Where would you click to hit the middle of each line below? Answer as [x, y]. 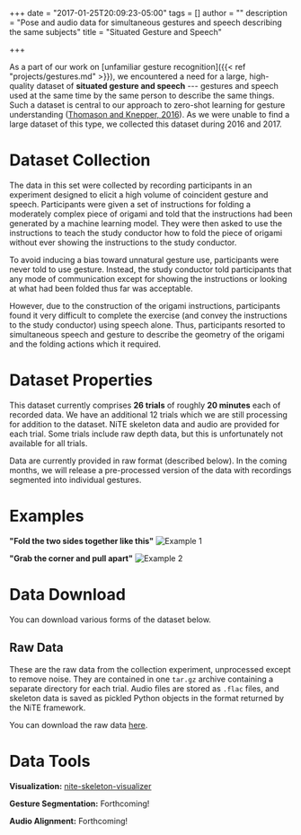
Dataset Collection [80, 160]
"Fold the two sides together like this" [82, 541]
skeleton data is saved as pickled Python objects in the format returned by [147, 698]
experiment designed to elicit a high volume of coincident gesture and [139, 194]
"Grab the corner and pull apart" [71, 558]
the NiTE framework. [48, 708]
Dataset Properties [81, 380]
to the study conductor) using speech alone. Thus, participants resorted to [147, 325]
